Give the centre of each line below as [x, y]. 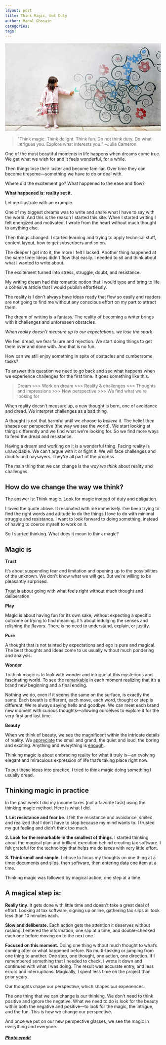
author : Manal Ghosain [28, 21]
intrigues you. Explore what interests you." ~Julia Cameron [77, 144]
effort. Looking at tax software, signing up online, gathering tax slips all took [82, 910]
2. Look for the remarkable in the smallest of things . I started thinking [77, 837]
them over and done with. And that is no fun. [50, 347]
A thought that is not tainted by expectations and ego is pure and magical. [80, 645]
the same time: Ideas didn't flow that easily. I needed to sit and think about [81, 258]
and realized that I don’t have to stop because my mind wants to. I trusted [80, 823]
